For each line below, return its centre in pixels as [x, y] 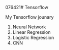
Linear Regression [32, 32]
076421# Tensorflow [27, 7]
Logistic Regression [33, 38]
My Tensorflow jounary [29, 17]
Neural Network [29, 27]
